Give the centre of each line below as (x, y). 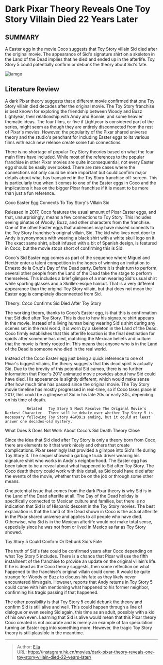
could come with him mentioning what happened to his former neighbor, (77, 587)
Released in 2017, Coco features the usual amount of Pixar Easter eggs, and (81, 212)
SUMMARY (22, 37)
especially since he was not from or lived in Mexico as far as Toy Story (75, 527)
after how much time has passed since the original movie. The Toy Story (77, 384)
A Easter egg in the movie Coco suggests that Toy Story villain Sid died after (81, 49)
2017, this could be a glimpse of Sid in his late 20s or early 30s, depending (79, 394)
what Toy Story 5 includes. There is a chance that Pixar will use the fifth (77, 556)
